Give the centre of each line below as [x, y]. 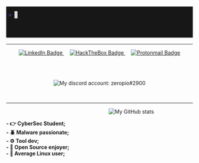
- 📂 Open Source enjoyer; [38, 147]
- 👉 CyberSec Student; [36, 123]
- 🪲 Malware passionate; [38, 132]
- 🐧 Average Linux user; [36, 153]
